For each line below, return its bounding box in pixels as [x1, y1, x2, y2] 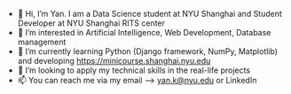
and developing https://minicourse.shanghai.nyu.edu [17, 56, 211, 66]
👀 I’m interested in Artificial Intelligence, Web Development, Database [17, 27, 271, 37]
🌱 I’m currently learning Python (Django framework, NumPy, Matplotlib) [17, 46, 278, 57]
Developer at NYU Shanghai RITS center [17, 18, 166, 28]
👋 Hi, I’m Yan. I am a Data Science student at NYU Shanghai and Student [17, 9, 282, 19]
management [17, 36, 67, 47]
